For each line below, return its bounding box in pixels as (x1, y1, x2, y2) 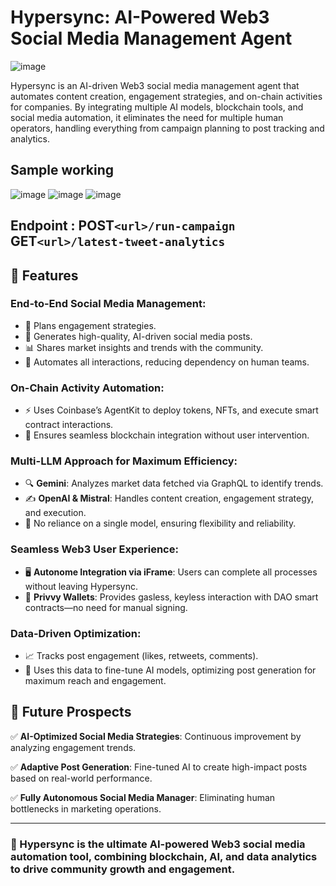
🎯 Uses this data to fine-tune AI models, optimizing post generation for (24, 664, 317, 676)
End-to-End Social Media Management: (10, 297, 207, 311)
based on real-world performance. (10, 772, 153, 784)
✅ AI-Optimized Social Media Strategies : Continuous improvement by (10, 730, 302, 742)
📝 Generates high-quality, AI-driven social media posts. (24, 330, 253, 342)
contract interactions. (24, 419, 114, 431)
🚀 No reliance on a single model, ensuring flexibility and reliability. (24, 517, 297, 530)
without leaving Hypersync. (24, 580, 138, 592)
